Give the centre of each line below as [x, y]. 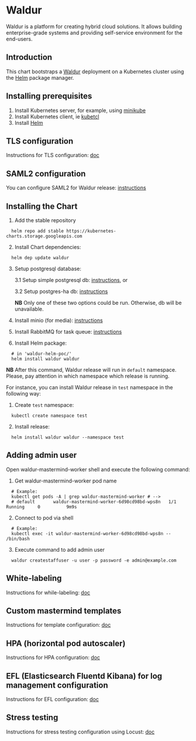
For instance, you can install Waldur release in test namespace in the [90, 387]
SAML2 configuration [46, 174]
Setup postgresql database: [48, 268]
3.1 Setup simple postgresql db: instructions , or [71, 280]
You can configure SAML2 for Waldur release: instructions [76, 188]
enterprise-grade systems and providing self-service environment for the [94, 32]
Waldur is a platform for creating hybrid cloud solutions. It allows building [94, 26]
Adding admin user [42, 455]
